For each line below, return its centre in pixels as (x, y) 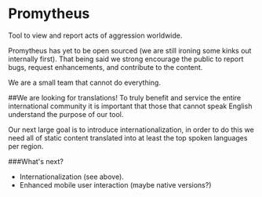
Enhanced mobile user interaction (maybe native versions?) (115, 184)
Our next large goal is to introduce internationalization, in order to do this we (131, 130)
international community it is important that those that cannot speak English (130, 106)
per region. (26, 146)
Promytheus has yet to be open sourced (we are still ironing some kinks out (130, 50)
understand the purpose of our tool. (66, 114)
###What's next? (36, 161)
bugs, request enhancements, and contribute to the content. (106, 67)
